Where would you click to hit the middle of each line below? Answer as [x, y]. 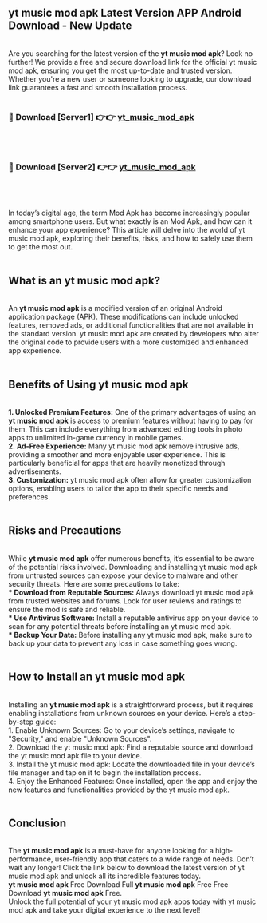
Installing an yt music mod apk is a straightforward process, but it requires [131, 704]
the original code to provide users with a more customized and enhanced [128, 342]
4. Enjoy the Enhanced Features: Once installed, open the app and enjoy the [133, 781]
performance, [31, 859]
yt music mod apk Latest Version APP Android [125, 13]
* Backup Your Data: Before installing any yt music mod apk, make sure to [130, 635]
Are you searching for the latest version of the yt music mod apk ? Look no [131, 53]
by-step [21, 722]
